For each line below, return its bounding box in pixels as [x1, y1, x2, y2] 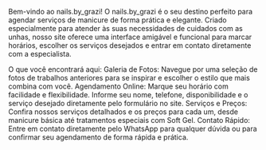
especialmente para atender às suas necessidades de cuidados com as [8, 24, 243, 33]
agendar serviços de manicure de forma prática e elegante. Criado [8, 15, 227, 25]
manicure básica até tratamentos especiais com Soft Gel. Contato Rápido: [8, 116, 251, 124]
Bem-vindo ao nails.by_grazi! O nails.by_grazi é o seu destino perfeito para [8, 7, 253, 16]
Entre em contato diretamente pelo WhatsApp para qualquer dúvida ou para [8, 124, 257, 133]
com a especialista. [8, 49, 72, 58]
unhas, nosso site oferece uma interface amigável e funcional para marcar [8, 32, 252, 41]
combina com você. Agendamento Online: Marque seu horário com [8, 81, 229, 91]
